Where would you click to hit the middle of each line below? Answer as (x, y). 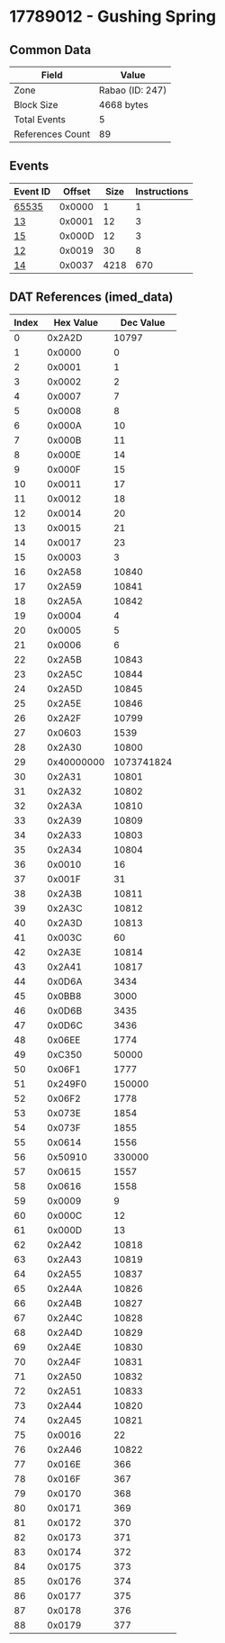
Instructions (162, 191)
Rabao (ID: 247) (133, 90)
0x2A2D (65, 338)
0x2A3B (65, 893)
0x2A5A (65, 600)
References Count (52, 134)
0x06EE (64, 1040)
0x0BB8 (64, 996)
